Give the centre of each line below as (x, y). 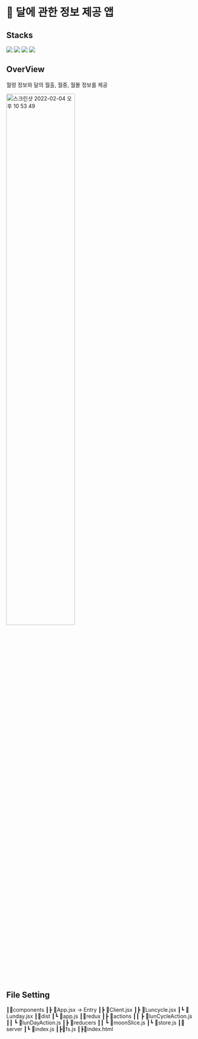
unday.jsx (20, 1016)
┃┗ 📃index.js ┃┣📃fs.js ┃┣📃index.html (68, 1029)
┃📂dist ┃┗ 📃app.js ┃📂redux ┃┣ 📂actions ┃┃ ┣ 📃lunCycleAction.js (113, 1016)
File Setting (28, 995)
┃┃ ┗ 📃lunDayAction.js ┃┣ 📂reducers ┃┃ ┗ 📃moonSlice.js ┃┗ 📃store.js (91, 1022)
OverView (25, 69)
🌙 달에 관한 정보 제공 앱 (60, 12)
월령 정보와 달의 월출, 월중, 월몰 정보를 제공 (57, 85)
